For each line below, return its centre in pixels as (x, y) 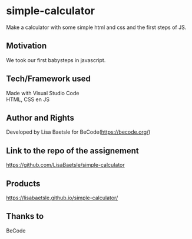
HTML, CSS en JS (28, 99)
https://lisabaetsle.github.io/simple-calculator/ (62, 198)
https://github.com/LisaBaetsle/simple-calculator (65, 165)
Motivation (27, 46)
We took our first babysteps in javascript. (56, 60)
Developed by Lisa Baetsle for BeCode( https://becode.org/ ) (78, 132)
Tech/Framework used (49, 79)
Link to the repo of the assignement (73, 151)
